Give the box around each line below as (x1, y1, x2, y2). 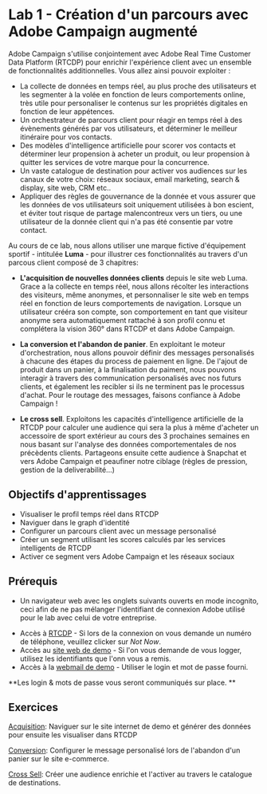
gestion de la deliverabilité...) (19, 465, 116, 474)
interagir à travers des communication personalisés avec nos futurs (19, 373, 241, 383)
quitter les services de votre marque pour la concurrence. (19, 157, 210, 167)
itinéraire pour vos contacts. (19, 132, 113, 141)
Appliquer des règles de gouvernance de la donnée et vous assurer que (19, 191, 257, 201)
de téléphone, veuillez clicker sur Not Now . (19, 636, 162, 647)
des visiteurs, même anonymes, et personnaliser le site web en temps (19, 289, 249, 300)
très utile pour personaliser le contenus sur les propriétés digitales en (19, 98, 249, 108)
